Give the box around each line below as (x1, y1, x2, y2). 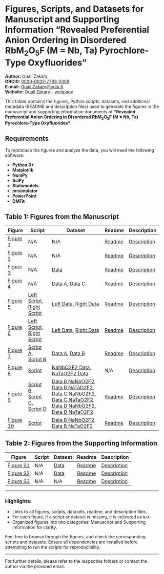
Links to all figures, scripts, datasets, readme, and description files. (12, 509, 147, 515)
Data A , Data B (52, 350, 85, 357)
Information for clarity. (12, 524, 57, 531)
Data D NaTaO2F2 (52, 408, 94, 415)
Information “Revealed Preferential (5, 24, 150, 35)
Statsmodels (12, 183, 39, 189)
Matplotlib (12, 167, 34, 173)
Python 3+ (12, 162, 34, 168)
